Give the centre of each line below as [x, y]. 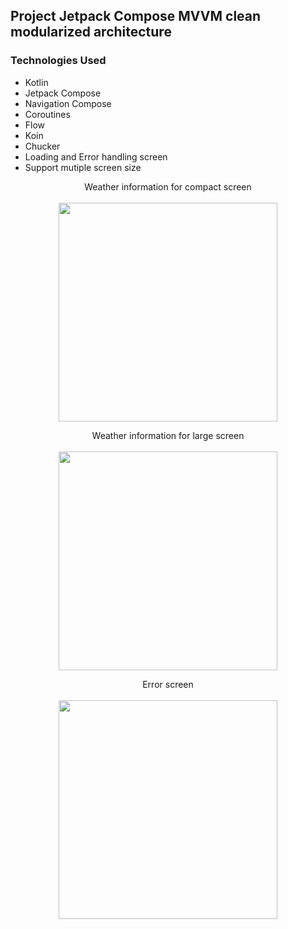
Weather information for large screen [168, 435]
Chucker [42, 146]
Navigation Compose [68, 103]
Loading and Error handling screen [96, 156]
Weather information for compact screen [168, 186]
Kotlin [36, 82]
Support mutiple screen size [83, 167]
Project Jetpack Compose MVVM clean [136, 16]
